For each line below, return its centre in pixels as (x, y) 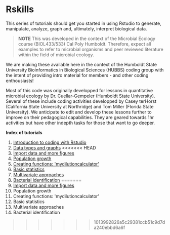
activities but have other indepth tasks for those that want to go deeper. (80, 123)
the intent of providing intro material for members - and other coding (77, 75)
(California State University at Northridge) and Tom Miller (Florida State (80, 106)
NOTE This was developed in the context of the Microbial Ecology (87, 38)
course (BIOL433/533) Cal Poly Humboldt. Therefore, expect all (84, 44)
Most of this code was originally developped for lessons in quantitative (79, 90)
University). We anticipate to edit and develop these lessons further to (79, 112)
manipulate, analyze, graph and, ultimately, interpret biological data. (76, 28)
